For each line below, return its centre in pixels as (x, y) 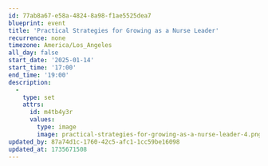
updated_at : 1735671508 (48, 149)
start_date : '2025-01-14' (51, 61)
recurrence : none (37, 38)
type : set (39, 97)
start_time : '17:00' (43, 68)
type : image (57, 127)
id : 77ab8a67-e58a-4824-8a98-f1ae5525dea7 (80, 16)
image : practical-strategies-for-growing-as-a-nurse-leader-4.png (150, 134)
